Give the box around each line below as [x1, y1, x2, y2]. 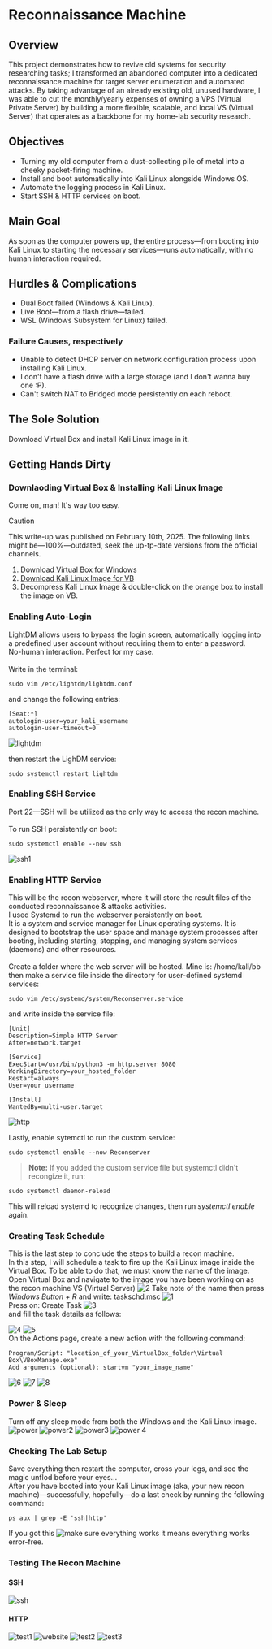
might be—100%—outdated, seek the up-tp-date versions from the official [8, 540, 257, 550]
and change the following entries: [8, 694, 120, 703]
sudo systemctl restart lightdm [8, 769, 118, 777]
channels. [8, 549, 41, 559]
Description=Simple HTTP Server [8, 1032, 118, 1041]
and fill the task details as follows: [8, 1309, 122, 1319]
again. [8, 1210, 30, 1220]
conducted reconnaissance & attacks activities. [8, 902, 166, 911]
